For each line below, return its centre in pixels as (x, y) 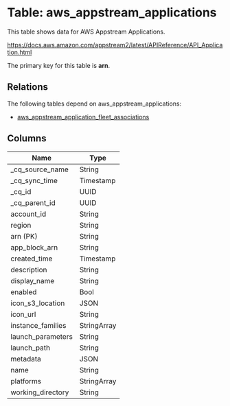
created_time (32, 259)
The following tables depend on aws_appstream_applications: (94, 104)
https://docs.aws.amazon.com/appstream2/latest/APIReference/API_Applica (115, 45)
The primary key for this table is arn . (59, 65)
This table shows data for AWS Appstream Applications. (86, 32)
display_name (33, 280)
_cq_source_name (39, 169)
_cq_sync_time (34, 180)
